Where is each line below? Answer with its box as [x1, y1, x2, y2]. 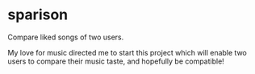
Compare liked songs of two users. [7, 32, 124, 42]
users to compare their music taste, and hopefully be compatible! [7, 56, 225, 66]
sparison [7, 6, 69, 24]
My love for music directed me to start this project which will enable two [7, 47, 247, 57]
